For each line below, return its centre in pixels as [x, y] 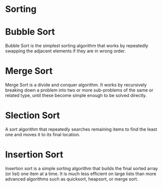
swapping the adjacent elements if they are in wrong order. [65, 51]
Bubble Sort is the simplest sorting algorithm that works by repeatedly [77, 46]
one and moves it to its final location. [43, 135]
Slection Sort [33, 116]
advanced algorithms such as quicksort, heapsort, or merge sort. [72, 179]
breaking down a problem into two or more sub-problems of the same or [79, 90]
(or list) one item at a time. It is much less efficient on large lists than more [81, 174]
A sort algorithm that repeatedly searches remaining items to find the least [81, 129]
